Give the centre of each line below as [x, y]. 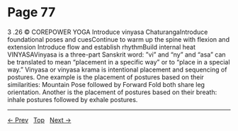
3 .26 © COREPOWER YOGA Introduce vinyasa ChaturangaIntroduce [108, 32]
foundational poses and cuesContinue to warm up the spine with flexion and [119, 39]
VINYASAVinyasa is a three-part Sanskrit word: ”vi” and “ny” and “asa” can [117, 55]
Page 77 [32, 12]
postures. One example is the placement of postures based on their [106, 77]
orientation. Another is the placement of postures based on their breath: [112, 92]
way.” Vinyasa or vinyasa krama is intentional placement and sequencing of [117, 69]
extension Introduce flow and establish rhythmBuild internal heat [102, 47]
